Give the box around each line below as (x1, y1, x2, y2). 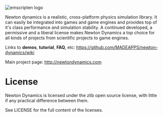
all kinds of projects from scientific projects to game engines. (5, 35, 130, 41)
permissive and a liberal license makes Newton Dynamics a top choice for (5, 30, 155, 35)
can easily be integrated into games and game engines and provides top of (5, 20, 158, 25)
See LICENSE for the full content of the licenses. (5, 107, 103, 113)
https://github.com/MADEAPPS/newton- (76, 45, 158, 50)
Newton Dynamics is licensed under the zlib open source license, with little (5, 92, 157, 98)
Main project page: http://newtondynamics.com (5, 59, 102, 65)
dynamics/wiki (5, 49, 34, 55)
